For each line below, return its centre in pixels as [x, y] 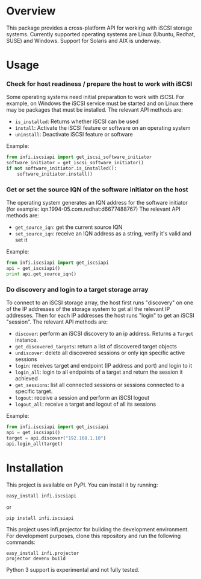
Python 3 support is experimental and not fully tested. [73, 569]
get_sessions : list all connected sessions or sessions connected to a [100, 385]
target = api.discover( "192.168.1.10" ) [56, 438]
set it [21, 240]
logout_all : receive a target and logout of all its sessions [85, 404]
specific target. [34, 391]
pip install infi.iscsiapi [40, 518]
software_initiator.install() [55, 174]
